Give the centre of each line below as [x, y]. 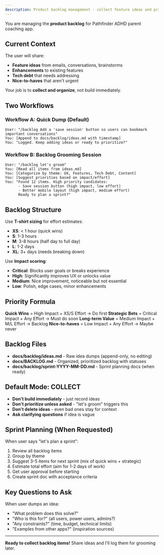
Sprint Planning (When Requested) [59, 430]
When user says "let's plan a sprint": [42, 441]
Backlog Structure [33, 210]
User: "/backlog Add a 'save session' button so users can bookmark [76, 130]
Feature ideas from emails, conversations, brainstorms [67, 65]
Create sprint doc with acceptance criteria [55, 477]
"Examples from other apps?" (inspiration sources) [63, 529]
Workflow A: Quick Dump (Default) [47, 119]
